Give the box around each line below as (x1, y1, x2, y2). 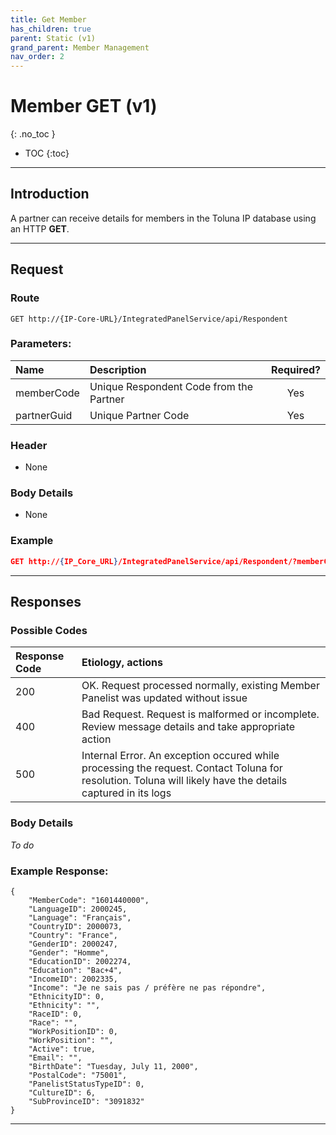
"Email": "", (28, 1052, 83, 1063)
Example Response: (10, 864, 109, 878)
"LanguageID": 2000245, (28, 904, 128, 914)
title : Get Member (10, 14, 87, 25)
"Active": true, (28, 1044, 97, 1054)
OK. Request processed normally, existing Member (81, 679, 320, 693)
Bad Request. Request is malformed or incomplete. (81, 707, 320, 721)
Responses (10, 594, 82, 611)
